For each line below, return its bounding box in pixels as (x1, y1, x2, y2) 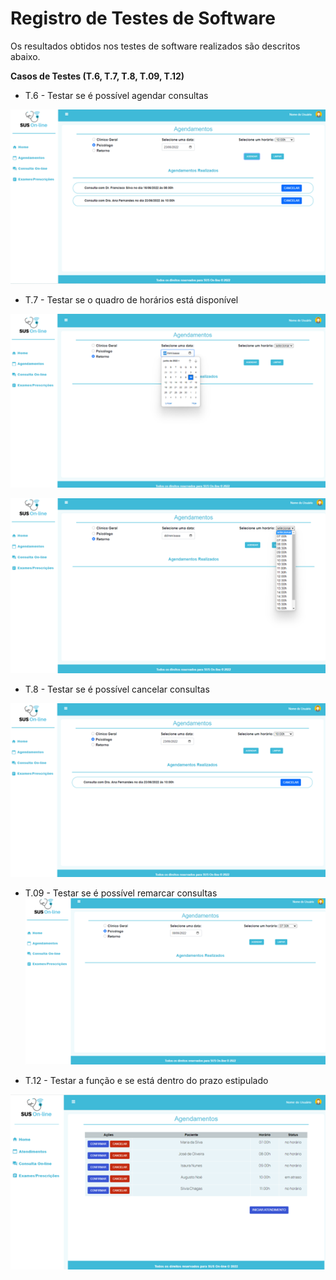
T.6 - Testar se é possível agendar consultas (24, 89, 209, 101)
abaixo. (10, 50, 41, 62)
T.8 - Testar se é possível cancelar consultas (24, 683, 210, 696)
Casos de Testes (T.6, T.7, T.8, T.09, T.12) (10, 70, 185, 82)
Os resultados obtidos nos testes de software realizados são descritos (10, 40, 301, 52)
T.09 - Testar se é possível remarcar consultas (24, 887, 218, 899)
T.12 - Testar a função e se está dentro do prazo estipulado (24, 1074, 269, 1086)
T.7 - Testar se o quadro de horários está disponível (24, 294, 239, 306)
